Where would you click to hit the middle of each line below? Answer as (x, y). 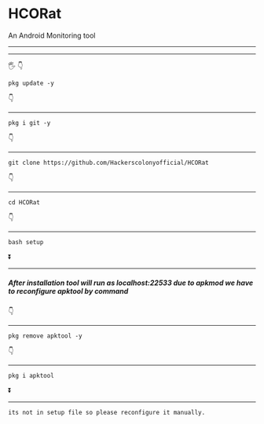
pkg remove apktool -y (45, 336)
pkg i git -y (29, 122)
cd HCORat (24, 202)
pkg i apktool (31, 375)
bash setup (26, 242)
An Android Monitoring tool (52, 35)
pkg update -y (31, 83)
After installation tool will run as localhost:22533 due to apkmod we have (131, 283)
